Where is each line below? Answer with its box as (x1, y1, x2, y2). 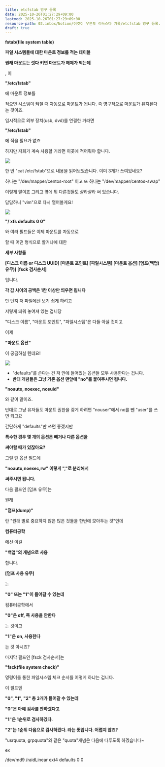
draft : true (5, 26, 30, 31)
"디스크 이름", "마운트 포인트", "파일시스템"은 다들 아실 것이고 (5, 319, 123, 325)
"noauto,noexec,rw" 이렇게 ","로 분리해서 (5, 465, 89, 472)
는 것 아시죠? (5, 644, 30, 650)
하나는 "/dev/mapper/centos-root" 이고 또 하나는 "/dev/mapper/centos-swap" (5, 178, 161, 184)
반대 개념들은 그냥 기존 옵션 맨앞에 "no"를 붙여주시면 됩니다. (12, 376, 128, 382)
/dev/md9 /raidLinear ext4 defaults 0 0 (5, 757, 84, 763)
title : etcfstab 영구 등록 (5, 7, 57, 12)
